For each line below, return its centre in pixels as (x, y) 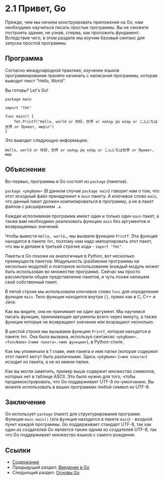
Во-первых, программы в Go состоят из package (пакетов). (67, 181)
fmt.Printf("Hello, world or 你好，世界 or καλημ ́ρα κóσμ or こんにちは (86, 121)
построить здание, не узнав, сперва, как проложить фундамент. (72, 32)
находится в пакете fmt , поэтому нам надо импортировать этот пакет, (79, 241)
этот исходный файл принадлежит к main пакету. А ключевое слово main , (82, 196)
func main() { (20, 116)
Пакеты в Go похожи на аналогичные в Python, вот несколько (70, 256)
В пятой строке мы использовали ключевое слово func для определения (82, 291)
